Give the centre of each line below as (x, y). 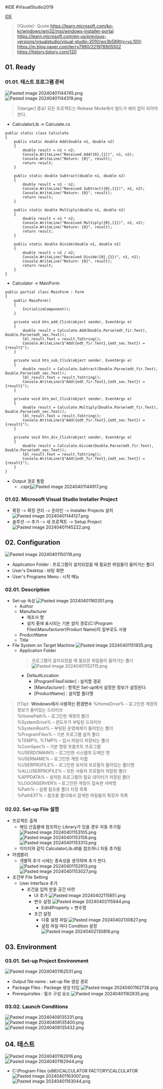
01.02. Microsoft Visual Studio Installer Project (61, 499)
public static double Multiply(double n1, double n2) (70, 210)
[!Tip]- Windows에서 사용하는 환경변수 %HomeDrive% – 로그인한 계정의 (87, 704)
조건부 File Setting (30, 877)
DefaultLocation (43, 676)
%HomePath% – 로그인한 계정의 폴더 (53, 716)
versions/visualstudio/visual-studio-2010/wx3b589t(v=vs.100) (79, 41)
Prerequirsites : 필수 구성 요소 (41, 994)
